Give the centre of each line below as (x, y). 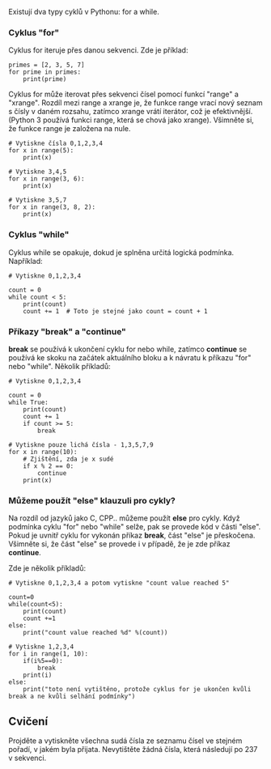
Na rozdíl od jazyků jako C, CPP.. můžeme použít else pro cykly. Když (124, 518)
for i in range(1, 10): (49, 654)
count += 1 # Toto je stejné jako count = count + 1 (115, 311)
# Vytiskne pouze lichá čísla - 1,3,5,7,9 (81, 444)
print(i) (38, 675)
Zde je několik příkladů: (47, 568)
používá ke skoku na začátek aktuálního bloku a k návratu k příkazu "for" (130, 357)
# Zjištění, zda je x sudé (68, 459)
